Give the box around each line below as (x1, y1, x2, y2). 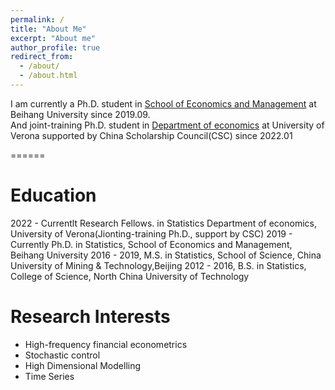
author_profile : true (10, 42, 101, 53)
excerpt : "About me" (10, 33, 97, 43)
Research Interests (10, 306, 171, 328)
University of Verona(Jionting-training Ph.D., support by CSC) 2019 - (10, 227, 293, 240)
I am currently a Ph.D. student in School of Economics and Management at (10, 97, 317, 110)
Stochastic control (24, 349, 101, 361)
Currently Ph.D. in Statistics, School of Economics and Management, (10, 238, 293, 250)
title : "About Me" (10, 24, 87, 34)
